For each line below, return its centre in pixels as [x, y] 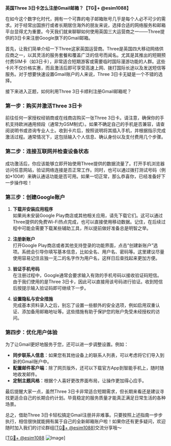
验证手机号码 [26, 269]
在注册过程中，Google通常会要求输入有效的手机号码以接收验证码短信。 [87, 275]
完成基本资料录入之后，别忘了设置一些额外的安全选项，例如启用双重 [84, 305]
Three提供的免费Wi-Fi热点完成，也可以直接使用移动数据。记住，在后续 [87, 221]
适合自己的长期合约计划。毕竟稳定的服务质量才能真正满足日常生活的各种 [90, 398]
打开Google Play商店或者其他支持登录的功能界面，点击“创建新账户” [83, 245]
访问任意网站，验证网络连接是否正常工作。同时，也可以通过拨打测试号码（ [83, 170]
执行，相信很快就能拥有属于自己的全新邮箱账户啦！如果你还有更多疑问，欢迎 [85, 422]
